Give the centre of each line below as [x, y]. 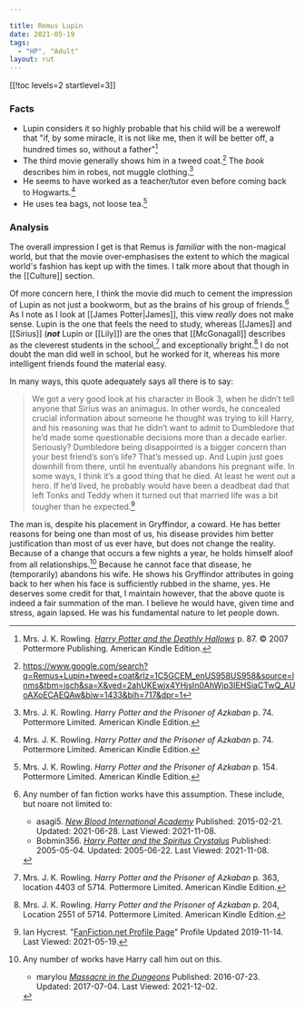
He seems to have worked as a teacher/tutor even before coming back [154, 181]
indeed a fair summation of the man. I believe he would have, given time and [152, 603]
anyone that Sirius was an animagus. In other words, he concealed [156, 408]
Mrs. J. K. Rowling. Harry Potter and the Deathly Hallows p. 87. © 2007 [155, 638]
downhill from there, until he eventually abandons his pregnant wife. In [163, 466]
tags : [20, 43]
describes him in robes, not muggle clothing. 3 [108, 171]
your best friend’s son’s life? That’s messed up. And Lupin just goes [157, 457]
